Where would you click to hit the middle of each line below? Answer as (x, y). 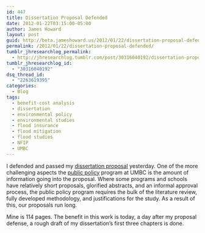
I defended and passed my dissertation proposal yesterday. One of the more (102, 166)
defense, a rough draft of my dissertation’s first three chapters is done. (95, 223)
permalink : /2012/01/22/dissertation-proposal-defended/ (80, 46)
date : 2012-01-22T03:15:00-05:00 (49, 23)
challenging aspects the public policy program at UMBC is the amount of (98, 172)
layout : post (23, 35)
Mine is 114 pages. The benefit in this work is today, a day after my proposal (102, 216)
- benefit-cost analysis (43, 103)
